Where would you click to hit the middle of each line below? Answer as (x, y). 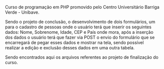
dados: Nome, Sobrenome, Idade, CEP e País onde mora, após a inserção (79, 32)
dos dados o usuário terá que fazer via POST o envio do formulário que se (80, 37)
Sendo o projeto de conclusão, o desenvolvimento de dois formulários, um (80, 22)
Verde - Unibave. (22, 12)
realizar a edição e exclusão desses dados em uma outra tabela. (70, 48)
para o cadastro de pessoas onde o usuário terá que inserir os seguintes (78, 27)
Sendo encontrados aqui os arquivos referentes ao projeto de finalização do (82, 57)
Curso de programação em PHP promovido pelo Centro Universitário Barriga (82, 7)
